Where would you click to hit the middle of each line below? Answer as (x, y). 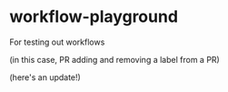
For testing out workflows (57, 42)
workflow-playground (94, 17)
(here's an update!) (45, 77)
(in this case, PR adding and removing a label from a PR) (114, 59)
